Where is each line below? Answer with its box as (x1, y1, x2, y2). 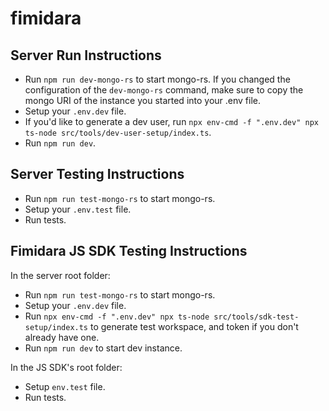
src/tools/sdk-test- (213, 312, 300, 322)
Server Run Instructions (10, 47, 162, 64)
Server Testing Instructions (10, 166, 185, 183)
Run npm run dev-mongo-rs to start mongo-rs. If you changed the (24, 73, 291, 85)
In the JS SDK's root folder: (10, 361, 123, 373)
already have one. (24, 331, 100, 343)
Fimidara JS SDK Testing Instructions (10, 243, 248, 260)
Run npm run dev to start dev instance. (24, 342, 183, 354)
